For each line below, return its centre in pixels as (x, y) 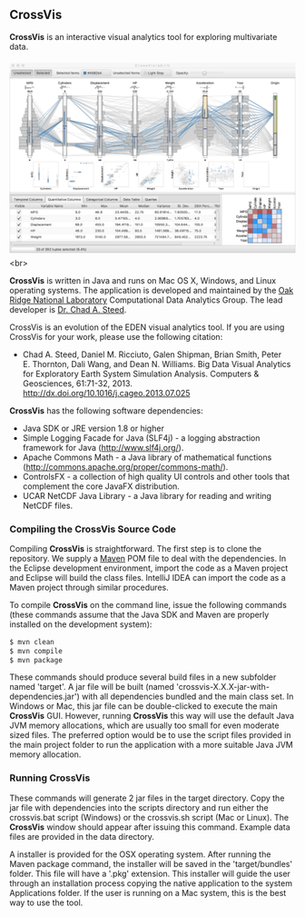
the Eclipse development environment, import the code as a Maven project (149, 568)
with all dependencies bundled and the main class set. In (187, 697)
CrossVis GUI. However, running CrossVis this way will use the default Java (152, 716)
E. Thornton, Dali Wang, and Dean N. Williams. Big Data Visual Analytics (157, 364)
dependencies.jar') (44, 697)
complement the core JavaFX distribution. (101, 486)
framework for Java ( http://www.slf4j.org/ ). (103, 447)
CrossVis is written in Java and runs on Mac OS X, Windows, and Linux (143, 280)
